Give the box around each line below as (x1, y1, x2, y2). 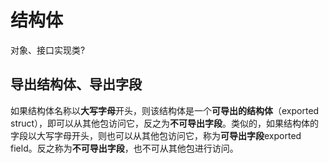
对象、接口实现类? (10, 44, 86, 56)
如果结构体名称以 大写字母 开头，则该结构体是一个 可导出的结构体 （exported (10, 104, 320, 116)
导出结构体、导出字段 (10, 76, 142, 93)
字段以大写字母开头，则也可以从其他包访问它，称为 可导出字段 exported (10, 129, 302, 141)
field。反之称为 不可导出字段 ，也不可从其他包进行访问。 (10, 142, 239, 154)
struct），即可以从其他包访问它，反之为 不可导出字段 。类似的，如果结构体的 (10, 117, 320, 129)
